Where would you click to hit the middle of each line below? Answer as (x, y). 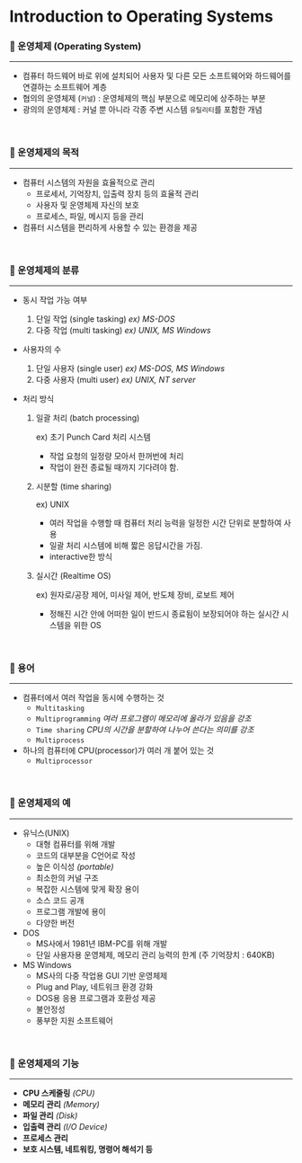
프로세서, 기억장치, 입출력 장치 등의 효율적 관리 (117, 193)
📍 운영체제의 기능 (44, 1063)
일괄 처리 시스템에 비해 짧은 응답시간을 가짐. (126, 546)
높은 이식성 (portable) (75, 866)
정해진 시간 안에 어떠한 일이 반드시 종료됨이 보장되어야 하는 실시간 (164, 614)
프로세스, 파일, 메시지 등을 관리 (89, 216)
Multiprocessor (64, 761)
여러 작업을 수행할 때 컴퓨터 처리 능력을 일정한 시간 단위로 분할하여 (165, 523)
